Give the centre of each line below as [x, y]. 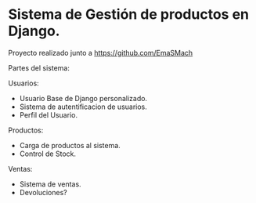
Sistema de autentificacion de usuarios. [83, 107]
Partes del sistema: [39, 67]
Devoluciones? [43, 192]
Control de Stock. [48, 154]
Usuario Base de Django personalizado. [83, 98]
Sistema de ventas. [50, 184]
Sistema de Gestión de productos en [128, 14]
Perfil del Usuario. [49, 114]
